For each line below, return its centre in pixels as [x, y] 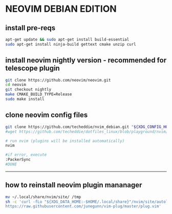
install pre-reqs [30, 28]
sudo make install [25, 99]
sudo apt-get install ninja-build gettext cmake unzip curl [71, 44]
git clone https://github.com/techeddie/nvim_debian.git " [70, 127]
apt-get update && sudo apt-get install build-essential [67, 39]
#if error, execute [26, 155]
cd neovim [16, 85]
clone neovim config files [47, 115]
